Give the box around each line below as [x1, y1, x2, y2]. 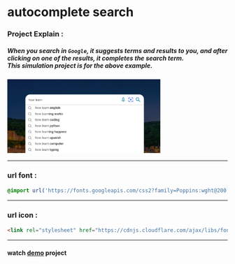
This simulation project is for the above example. [7, 61, 153, 70]
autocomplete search [7, 4, 134, 20]
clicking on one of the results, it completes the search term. [7, 54, 184, 62]
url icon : [7, 210, 38, 220]
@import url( [7, 187, 45, 194]
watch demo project [7, 249, 67, 257]
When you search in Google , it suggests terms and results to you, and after [7, 46, 228, 54]
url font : [7, 170, 37, 180]
